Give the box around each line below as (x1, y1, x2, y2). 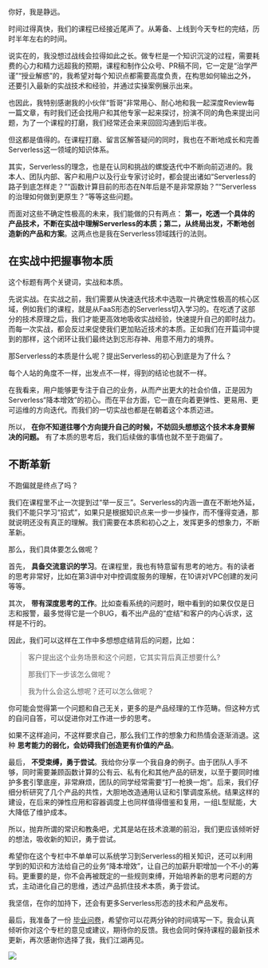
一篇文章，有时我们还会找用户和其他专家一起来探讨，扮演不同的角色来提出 (8, 108, 253, 118)
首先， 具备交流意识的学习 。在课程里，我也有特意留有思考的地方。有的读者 (8, 561, 255, 571)
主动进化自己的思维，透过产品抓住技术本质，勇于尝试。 (22, 881, 204, 890)
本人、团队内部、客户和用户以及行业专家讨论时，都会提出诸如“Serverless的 (8, 172, 257, 181)
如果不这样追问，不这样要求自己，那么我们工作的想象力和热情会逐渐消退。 (8, 730, 253, 739)
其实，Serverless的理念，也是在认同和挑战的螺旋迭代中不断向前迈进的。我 (8, 162, 254, 171)
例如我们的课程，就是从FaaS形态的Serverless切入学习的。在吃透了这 (22, 304, 249, 313)
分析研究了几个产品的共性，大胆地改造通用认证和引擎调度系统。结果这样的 (14, 787, 260, 797)
